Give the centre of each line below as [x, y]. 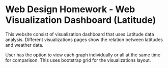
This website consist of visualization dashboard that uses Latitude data [80, 34]
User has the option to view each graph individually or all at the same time [83, 55]
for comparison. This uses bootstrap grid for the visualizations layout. [78, 60]
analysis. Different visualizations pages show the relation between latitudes [84, 40]
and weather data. [24, 45]
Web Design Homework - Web [70, 9]
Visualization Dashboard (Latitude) [81, 20]
